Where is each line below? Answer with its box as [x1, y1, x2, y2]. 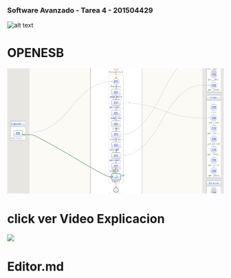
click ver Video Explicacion [7, 211, 165, 227]
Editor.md [7, 259, 64, 275]
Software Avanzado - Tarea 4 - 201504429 [7, 6, 153, 15]
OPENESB [7, 45, 64, 61]
